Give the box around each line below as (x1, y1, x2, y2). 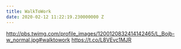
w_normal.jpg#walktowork (6, 36, 71, 43)
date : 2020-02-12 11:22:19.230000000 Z (6, 14, 104, 20)
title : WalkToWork (6, 8, 51, 15)
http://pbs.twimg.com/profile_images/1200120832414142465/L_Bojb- (6, 30, 175, 37)
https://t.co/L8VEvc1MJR (71, 36, 131, 43)
